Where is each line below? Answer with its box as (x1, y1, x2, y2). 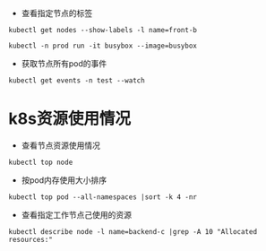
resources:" (8, 235, 53, 244)
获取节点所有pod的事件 (21, 58, 107, 69)
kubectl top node (8, 158, 73, 167)
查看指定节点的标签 (21, 8, 93, 18)
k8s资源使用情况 (8, 108, 132, 129)
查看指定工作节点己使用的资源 (21, 209, 132, 220)
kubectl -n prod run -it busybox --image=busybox (8, 41, 198, 50)
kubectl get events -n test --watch (8, 76, 145, 85)
